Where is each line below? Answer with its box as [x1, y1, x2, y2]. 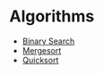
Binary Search [21, 36, 75, 46]
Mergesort [21, 45, 62, 55]
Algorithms [9, 6, 95, 27]
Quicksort [21, 54, 59, 65]
